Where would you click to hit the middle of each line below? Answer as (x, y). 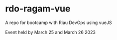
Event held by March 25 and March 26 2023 (51, 32)
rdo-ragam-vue (38, 9)
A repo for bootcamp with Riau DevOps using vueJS (58, 22)
